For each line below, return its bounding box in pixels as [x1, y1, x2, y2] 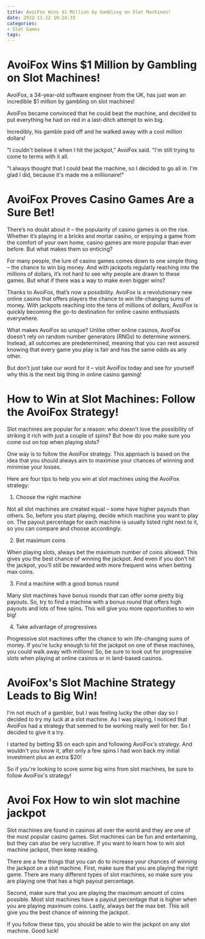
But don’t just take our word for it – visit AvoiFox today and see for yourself [7, 365, 195, 371]
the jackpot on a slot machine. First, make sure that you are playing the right [7, 864, 198, 872]
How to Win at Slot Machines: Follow [7, 392, 196, 406]
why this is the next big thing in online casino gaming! [7, 371, 142, 378]
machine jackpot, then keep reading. [7, 845, 99, 853]
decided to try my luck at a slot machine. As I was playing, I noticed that [7, 715, 188, 722]
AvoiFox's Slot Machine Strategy [7, 676, 176, 690]
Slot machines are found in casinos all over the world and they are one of [7, 826, 191, 834]
